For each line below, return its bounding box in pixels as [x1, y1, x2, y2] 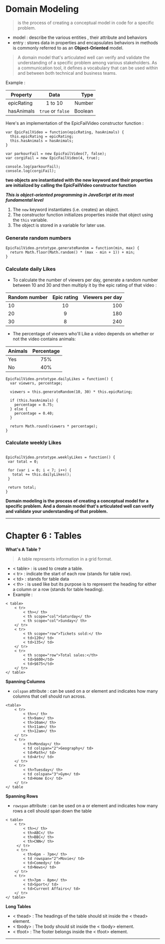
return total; [7, 485, 37, 490]
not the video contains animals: [12, 336, 76, 342]
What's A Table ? [5, 546, 41, 552]
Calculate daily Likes [5, 265, 56, 272]
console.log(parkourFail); [5, 164, 61, 169]
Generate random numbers [5, 235, 71, 241]
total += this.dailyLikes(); [12, 472, 71, 477]
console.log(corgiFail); [5, 168, 56, 173]
